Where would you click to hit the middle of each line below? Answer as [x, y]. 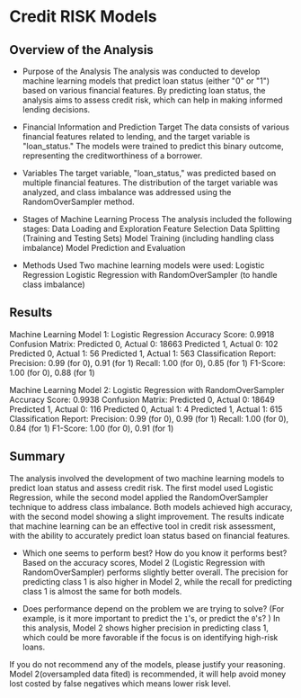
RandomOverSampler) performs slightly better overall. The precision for [155, 572]
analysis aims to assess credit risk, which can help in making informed [152, 100]
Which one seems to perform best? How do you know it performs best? [155, 553]
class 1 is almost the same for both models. [102, 591]
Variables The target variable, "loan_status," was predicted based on [149, 173]
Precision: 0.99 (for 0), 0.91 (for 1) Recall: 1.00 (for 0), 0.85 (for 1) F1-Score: [147, 362]
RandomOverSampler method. [78, 201]
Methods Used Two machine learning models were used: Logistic [143, 265]
